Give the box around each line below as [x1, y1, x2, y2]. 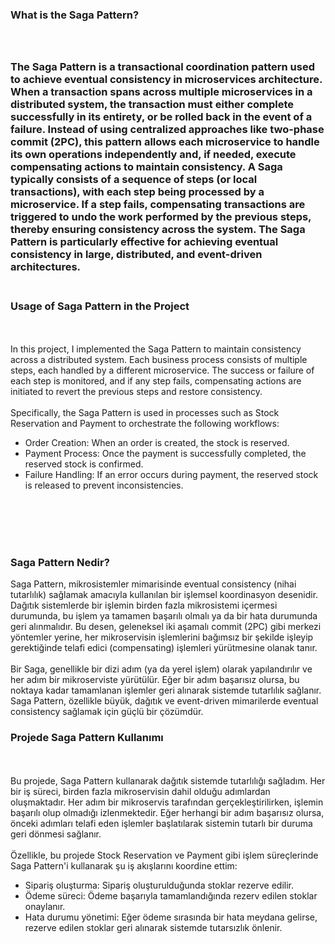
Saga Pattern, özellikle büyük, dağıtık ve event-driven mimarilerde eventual [10, 695, 319, 707]
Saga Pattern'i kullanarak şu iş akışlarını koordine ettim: [10, 859, 238, 872]
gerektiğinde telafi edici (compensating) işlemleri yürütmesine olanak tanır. [10, 642, 318, 654]
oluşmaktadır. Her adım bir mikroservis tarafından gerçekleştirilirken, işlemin [10, 796, 324, 808]
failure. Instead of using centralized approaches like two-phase [10, 122, 325, 136]
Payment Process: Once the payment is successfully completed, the [24, 448, 307, 460]
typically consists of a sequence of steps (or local [10, 172, 258, 186]
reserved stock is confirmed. [24, 458, 144, 470]
